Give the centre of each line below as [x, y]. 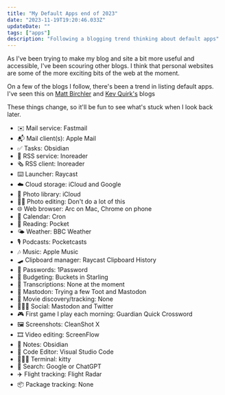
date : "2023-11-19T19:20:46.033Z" [57, 20]
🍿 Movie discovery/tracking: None [65, 299]
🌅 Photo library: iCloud [49, 194]
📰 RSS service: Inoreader [52, 156]
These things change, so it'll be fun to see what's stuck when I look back [110, 107]
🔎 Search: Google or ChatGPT [59, 366]
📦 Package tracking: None [55, 385]
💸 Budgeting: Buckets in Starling [62, 277]
